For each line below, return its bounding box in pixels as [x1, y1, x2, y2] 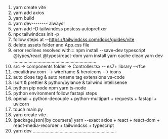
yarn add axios [13, 10, 45, 16]
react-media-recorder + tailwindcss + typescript [13, 122, 114, 128]
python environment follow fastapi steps [13, 90, 98, 96]
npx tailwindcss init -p [13, 31, 60, 37]
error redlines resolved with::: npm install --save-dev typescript [13, 48, 146, 53]
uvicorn [13, 101, 29, 107]
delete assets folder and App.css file [13, 42, 90, 48]
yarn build [13, 15, 34, 21]
